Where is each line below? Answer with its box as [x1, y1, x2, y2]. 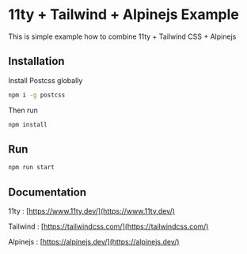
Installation [8, 55, 65, 68]
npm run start [8, 164, 55, 172]
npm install [8, 120, 47, 128]
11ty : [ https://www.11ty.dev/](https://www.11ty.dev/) [8, 207, 176, 215]
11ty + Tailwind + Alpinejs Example [8, 6, 240, 24]
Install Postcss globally [8, 75, 83, 85]
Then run [8, 105, 38, 115]
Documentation [8, 185, 87, 199]
